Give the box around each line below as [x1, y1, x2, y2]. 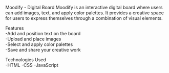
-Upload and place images [5, 36, 61, 42]
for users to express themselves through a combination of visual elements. [5, 15, 163, 21]
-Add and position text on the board [5, 31, 81, 36]
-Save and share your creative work [5, 47, 81, 53]
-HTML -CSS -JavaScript [5, 62, 58, 68]
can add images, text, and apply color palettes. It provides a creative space [5, 10, 164, 16]
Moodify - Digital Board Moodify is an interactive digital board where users [5, 5, 163, 10]
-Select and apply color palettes [5, 41, 73, 47]
